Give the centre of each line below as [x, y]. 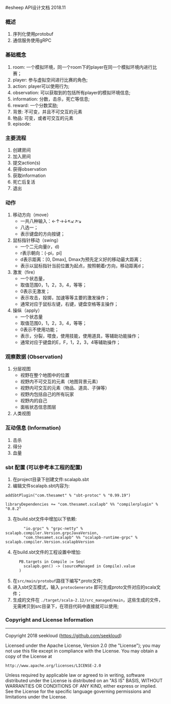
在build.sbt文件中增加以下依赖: [45, 519]
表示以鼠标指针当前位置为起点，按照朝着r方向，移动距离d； [83, 266]
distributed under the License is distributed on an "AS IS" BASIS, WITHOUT [84, 681]
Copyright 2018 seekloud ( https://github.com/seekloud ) [64, 636]
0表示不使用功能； [40, 330]
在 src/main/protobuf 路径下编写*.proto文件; [58, 581]
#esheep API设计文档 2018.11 [36, 7]
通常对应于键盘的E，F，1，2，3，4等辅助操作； [70, 342]
